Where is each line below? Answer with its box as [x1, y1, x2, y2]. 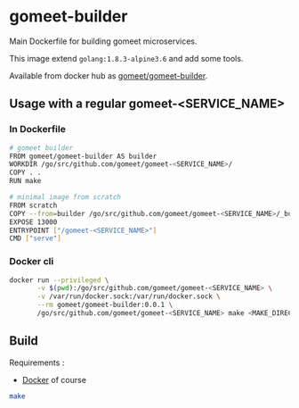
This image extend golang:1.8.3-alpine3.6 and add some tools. [9, 53, 244, 63]
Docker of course [21, 374, 87, 385]
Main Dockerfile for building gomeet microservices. [9, 36, 198, 46]
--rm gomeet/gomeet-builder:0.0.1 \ [36, 301, 174, 310]
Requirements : [9, 357, 65, 368]
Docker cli [9, 255, 54, 268]
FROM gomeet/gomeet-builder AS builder [9, 152, 158, 161]
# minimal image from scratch [9, 193, 122, 202]
